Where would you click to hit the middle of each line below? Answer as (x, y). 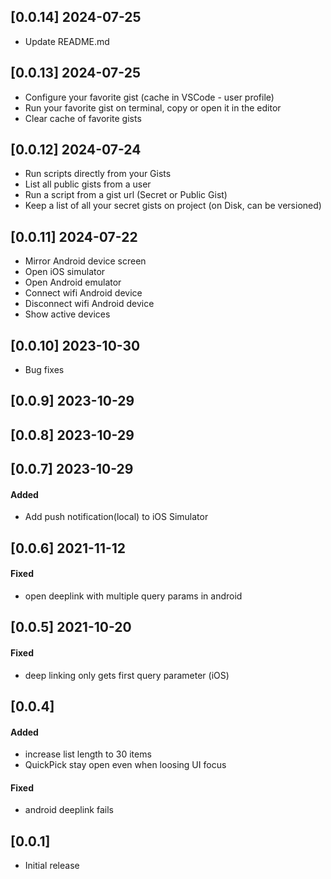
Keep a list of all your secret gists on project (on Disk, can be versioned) (173, 206)
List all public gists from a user (88, 184)
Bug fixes (44, 370)
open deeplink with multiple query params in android (133, 596)
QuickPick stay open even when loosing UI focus (125, 765)
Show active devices (67, 314)
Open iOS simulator (65, 272)
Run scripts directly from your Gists (98, 174)
